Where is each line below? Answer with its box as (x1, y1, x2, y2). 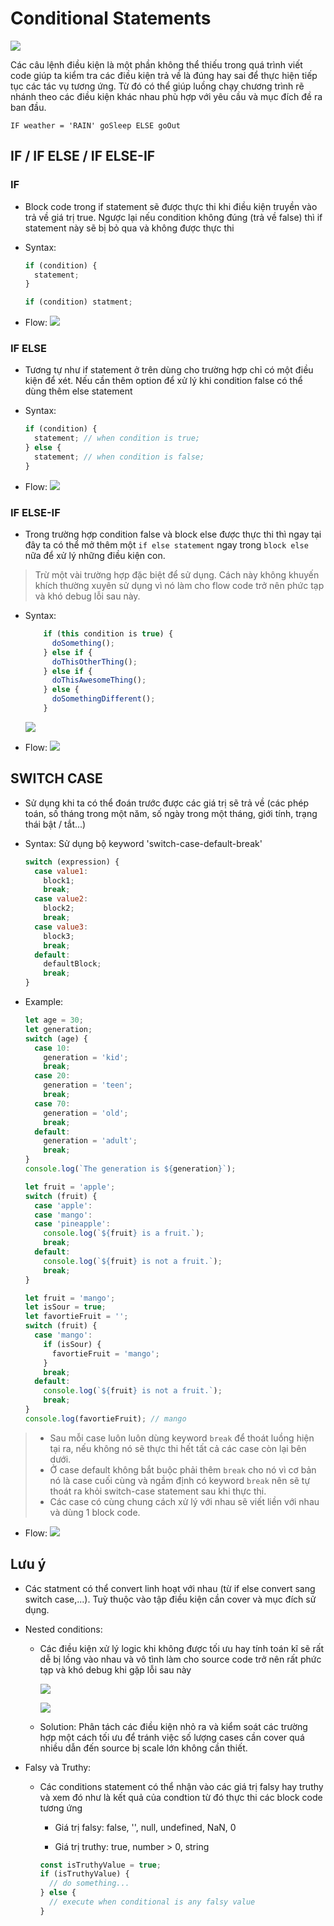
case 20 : (34, 1071, 71, 1081)
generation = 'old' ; (43, 1108, 129, 1118)
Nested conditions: (24, 1623, 103, 1635)
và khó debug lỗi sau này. (34, 590, 141, 602)
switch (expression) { (24, 857, 120, 867)
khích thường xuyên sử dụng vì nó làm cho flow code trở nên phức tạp (34, 580, 325, 592)
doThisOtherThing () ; (51, 657, 138, 667)
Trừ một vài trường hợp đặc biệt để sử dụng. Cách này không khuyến (34, 569, 320, 581)
